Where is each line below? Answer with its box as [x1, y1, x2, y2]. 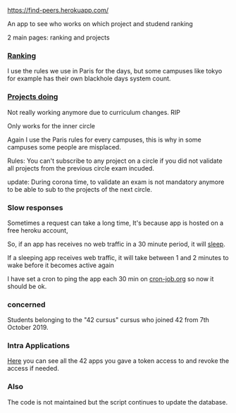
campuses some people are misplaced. [7, 142, 121, 151]
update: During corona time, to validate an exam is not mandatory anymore [7, 178, 225, 186]
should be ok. [7, 282, 47, 290]
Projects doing [7, 92, 58, 101]
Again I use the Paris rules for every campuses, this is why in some [7, 135, 202, 144]
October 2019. [7, 323, 49, 332]
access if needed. [7, 364, 60, 373]
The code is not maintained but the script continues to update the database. [7, 397, 228, 406]
